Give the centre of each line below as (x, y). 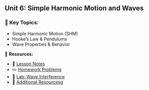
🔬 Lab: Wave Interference (38, 76)
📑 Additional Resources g (38, 82)
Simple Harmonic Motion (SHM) (45, 33)
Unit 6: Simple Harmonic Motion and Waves (74, 8)
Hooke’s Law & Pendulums (40, 39)
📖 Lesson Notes (28, 64)
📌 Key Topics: (22, 23)
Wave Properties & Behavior (41, 44)
